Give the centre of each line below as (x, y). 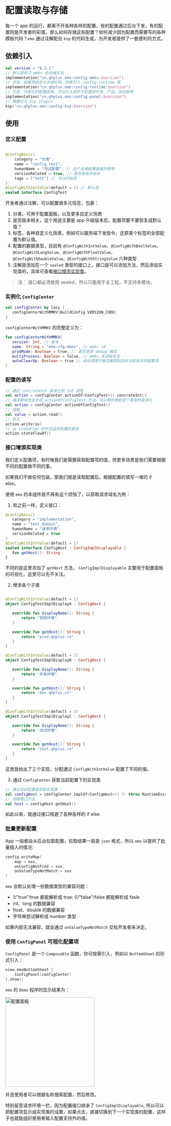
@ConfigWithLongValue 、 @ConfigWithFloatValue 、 (64, 252)
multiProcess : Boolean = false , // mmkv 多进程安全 (66, 356)
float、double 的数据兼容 (39, 910)
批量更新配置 (21, 829)
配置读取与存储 (37, 10)
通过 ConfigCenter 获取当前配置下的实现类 (56, 779)
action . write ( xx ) (24, 424)
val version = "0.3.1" (29, 68)
